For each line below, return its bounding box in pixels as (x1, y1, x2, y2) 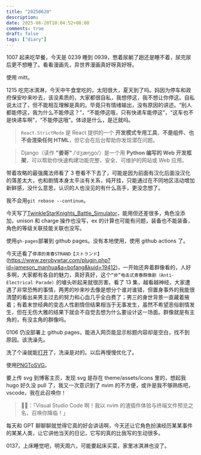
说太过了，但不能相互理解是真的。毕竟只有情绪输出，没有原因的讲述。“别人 (6, 102, 193, 108)
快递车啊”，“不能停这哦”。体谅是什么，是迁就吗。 (11, 116, 134, 123)
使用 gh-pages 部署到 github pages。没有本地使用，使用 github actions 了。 (6, 237, 188, 244)
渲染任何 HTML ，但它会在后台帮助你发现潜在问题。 (31, 137, 159, 143)
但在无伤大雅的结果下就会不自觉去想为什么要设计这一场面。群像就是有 (16, 309, 190, 315)
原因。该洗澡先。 (6, 336, 48, 343)
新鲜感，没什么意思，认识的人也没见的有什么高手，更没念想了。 (6, 185, 163, 191)
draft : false (6, 31, 39, 37)
